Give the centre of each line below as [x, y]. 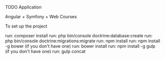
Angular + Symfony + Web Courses [41, 16]
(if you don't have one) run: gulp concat [45, 51]
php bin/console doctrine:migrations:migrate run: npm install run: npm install [83, 41]
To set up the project [26, 26]
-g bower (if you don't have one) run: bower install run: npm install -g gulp [80, 46]
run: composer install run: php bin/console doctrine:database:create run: [79, 36]
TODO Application [23, 7]
